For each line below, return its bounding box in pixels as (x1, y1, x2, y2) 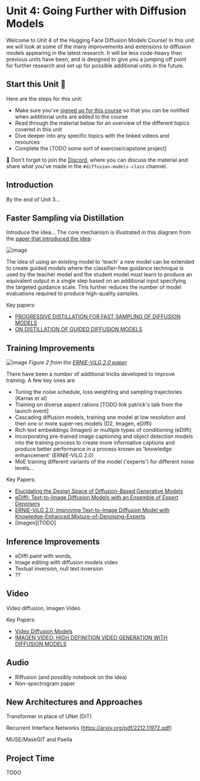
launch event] (14, 408, 49, 415)
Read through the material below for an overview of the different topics (14, 119, 190, 126)
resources (14, 138, 40, 146)
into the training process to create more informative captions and (14, 439, 175, 446)
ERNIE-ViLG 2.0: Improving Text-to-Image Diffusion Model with (14, 507, 170, 514)
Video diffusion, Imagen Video (6, 604, 81, 612)
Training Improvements (6, 343, 95, 353)
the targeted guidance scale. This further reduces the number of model (6, 283, 182, 291)
